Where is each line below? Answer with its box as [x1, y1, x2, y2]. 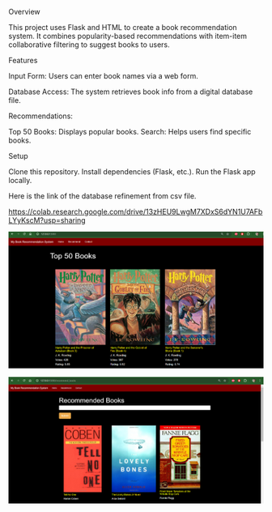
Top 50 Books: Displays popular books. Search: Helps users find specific [8, 127, 252, 136]
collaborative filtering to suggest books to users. [8, 40, 170, 49]
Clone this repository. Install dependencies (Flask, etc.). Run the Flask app [8, 167, 257, 177]
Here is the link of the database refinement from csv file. [8, 191, 197, 201]
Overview [8, 7, 40, 16]
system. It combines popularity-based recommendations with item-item [8, 32, 248, 41]
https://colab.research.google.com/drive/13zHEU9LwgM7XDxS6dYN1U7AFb [8, 207, 263, 216]
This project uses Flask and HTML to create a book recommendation [8, 23, 237, 32]
